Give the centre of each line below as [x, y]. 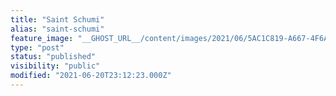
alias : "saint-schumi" [57, 29]
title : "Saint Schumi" [57, 19]
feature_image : [42, 38]
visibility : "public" [55, 66]
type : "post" [37, 47]
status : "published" [53, 57]
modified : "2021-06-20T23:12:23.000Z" [91, 76]
